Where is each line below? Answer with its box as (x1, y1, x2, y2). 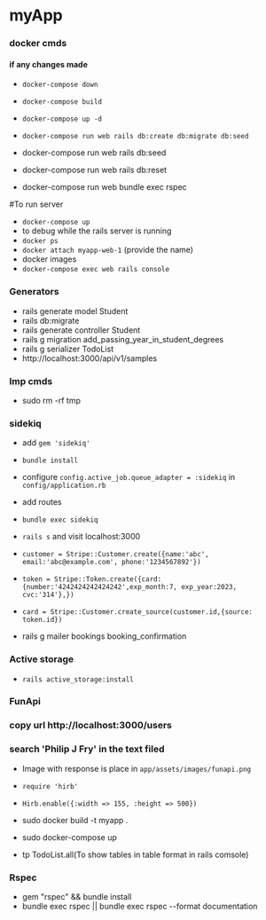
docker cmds (9, 37, 67, 50)
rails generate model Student (21, 305, 129, 316)
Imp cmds (9, 374, 53, 387)
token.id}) (21, 616, 63, 625)
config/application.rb (21, 481, 106, 491)
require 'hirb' (21, 782, 79, 790)
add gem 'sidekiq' (21, 437, 90, 448)
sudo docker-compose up (21, 831, 117, 843)
